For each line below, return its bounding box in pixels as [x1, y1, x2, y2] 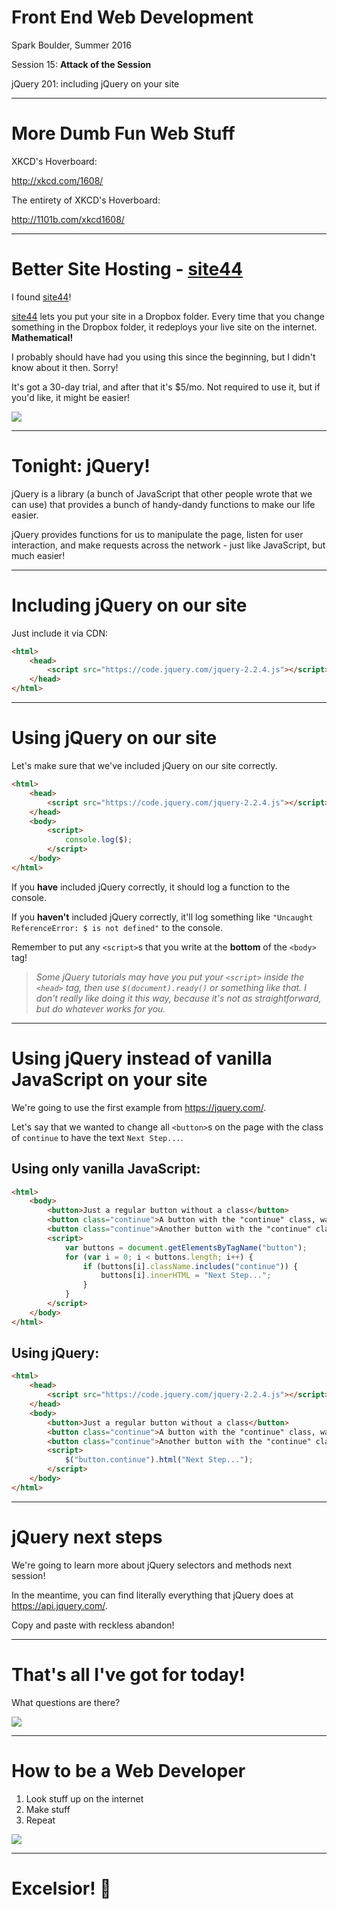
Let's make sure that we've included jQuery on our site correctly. [11, 760, 278, 771]
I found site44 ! [11, 291, 72, 303]
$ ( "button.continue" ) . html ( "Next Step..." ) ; [64, 1455, 254, 1465]
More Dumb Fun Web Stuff [11, 122, 236, 145]
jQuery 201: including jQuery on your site [11, 77, 180, 90]
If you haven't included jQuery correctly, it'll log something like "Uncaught [11, 911, 314, 923]
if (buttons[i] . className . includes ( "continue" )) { [82, 1261, 299, 1271]
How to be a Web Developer [11, 1759, 246, 1782]
